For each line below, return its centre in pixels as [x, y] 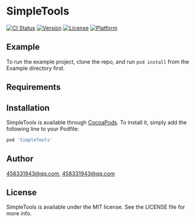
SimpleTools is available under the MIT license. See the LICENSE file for [96, 207]
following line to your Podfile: [43, 129]
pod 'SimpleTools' [29, 140]
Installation [28, 108]
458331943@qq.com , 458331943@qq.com [61, 173]
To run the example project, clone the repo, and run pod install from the [98, 61]
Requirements [33, 87]
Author [20, 159]
